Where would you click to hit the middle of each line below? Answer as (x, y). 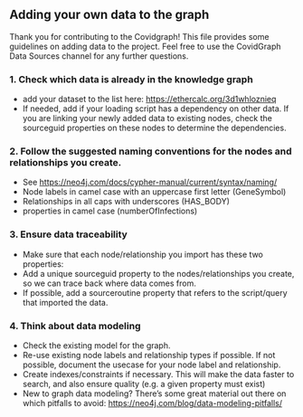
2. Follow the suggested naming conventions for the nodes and (151, 151)
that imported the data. (65, 302)
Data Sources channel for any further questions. (99, 56)
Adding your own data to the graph (109, 15)
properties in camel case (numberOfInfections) (110, 211)
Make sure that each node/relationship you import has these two (143, 254)
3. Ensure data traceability (69, 234)
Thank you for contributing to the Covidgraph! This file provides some (139, 36)
